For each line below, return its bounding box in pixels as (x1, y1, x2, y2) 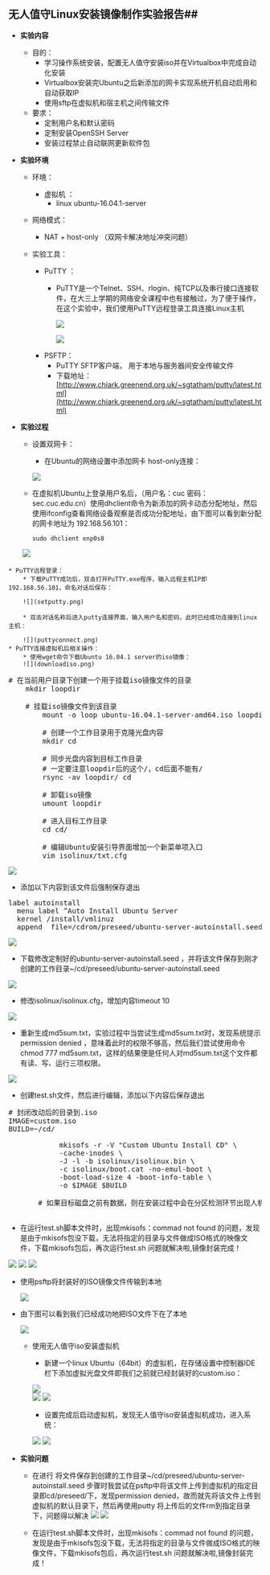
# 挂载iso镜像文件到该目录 (25, 702, 117, 711)
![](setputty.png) (22, 597, 84, 605)
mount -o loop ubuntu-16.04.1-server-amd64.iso (42, 710, 233, 720)
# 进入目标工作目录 (42, 816, 108, 826)
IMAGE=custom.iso (8, 1116, 76, 1126)
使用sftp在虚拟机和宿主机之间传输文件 (43, 97, 170, 107)
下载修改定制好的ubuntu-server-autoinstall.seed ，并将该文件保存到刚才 (19, 954, 259, 963)
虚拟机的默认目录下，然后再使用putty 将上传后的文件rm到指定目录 (31, 1500, 251, 1510)
